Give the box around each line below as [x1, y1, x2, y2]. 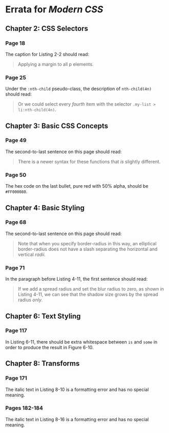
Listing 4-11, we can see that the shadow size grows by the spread [17, 292, 158, 298]
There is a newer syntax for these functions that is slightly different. [17, 158, 161, 165]
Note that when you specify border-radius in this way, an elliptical [17, 240, 157, 246]
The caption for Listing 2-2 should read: [5, 51, 90, 57]
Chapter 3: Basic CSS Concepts [5, 121, 109, 130]
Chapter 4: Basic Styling [5, 203, 84, 212]
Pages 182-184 [5, 405, 44, 412]
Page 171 [5, 374, 27, 382]
